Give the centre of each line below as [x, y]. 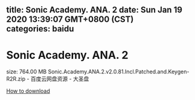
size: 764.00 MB [27, 72]
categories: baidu [40, 29]
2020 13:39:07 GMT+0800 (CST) [70, 20]
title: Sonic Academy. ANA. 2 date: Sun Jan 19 [94, 10]
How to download [28, 91]
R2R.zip [16, 79]
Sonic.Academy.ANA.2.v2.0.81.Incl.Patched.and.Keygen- [119, 72]
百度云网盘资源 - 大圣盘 [60, 79]
